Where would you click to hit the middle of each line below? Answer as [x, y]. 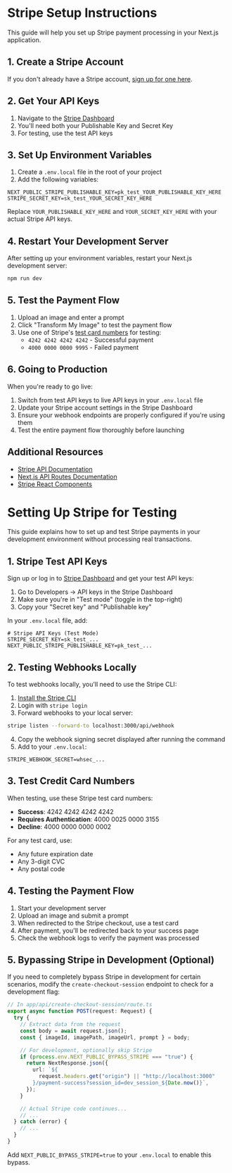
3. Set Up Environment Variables [80, 155]
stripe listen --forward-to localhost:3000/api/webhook [91, 726]
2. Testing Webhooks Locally [72, 667]
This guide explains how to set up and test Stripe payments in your [104, 532]
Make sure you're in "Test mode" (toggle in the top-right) [100, 600]
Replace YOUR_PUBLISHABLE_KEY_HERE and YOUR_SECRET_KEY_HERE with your [112, 212]
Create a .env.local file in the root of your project [90, 172]
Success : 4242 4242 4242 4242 [65, 811]
